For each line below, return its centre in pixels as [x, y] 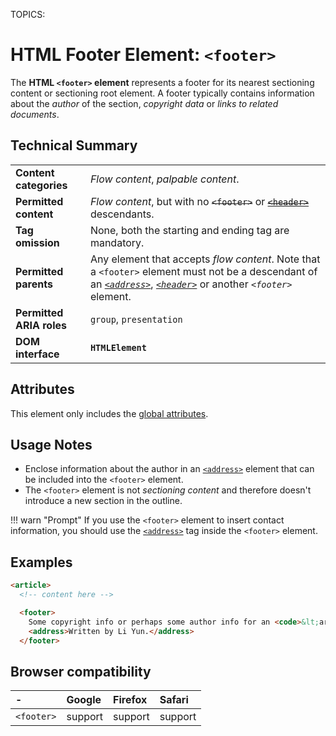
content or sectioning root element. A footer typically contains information [162, 93]
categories [41, 185]
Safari [174, 700]
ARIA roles [41, 325]
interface [37, 354]
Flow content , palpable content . [164, 179]
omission [37, 242]
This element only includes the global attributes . [109, 413]
